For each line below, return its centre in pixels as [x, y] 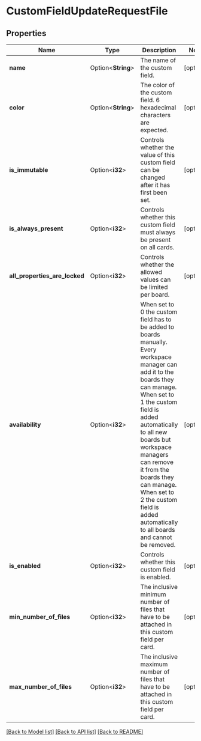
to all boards [158, 530]
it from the [155, 470]
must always [158, 232]
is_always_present [36, 228]
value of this [158, 155]
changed [153, 177]
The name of [158, 60]
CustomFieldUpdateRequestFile [87, 11]
